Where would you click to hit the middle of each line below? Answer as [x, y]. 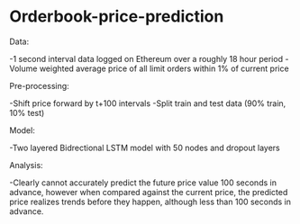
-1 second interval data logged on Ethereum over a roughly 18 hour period [146, 58]
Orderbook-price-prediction [117, 17]
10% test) [27, 112]
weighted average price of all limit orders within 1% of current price [164, 68]
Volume [23, 68]
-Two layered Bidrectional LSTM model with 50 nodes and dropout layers [145, 148]
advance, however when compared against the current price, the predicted [149, 192]
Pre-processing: [39, 85]
